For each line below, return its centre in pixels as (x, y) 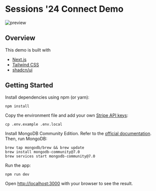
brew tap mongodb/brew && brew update (45, 148)
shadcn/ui (22, 70)
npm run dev (17, 174)
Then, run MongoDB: (26, 138)
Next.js (19, 59)
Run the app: (18, 165)
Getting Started (29, 85)
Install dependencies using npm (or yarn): (47, 97)
